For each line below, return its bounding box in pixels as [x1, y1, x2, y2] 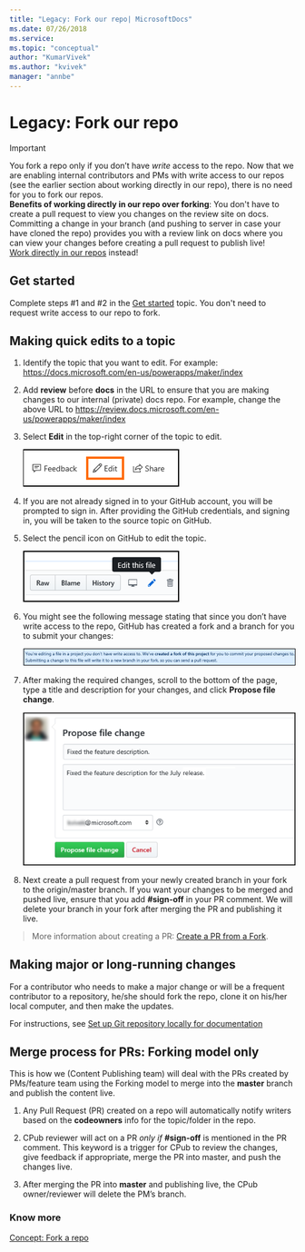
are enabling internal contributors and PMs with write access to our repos [9, 169, 284, 181]
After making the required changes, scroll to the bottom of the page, [22, 674, 279, 685]
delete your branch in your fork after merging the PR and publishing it [22, 903, 282, 914]
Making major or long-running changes [9, 957, 236, 972]
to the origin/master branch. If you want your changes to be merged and [22, 884, 293, 895]
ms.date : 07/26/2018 [9, 24, 88, 34]
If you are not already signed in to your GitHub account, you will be [22, 496, 273, 507]
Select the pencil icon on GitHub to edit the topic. [22, 532, 207, 544]
